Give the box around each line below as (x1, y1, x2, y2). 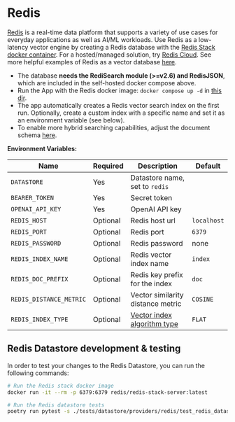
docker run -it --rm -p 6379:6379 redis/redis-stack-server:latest (7, 388, 208, 396)
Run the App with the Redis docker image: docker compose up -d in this (17, 86, 222, 94)
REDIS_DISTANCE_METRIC (10, 295, 86, 303)
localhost (192, 216, 225, 225)
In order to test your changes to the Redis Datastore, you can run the (7, 361, 205, 370)
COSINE (192, 295, 214, 303)
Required (92, 161, 124, 171)
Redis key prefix (130, 269, 183, 279)
